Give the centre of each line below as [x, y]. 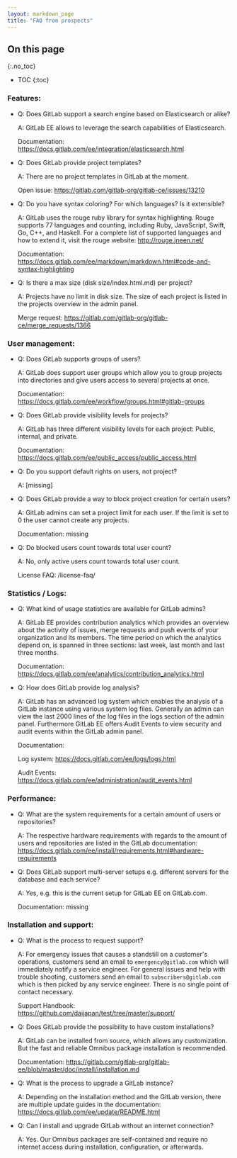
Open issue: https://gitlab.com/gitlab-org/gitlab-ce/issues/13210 [111, 190]
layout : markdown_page [41, 14]
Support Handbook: [46, 1005]
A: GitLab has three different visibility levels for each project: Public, [116, 429]
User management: [41, 343]
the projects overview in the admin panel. [78, 304]
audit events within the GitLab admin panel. [80, 731]
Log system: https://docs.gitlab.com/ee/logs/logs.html [97, 759]
